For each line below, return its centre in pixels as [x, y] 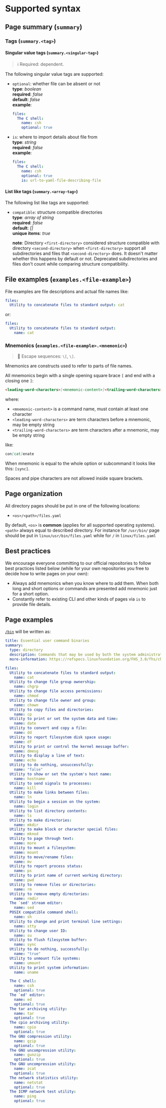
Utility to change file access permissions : [56, 691]
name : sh [23, 917]
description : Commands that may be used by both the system [73, 655]
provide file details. [32, 604]
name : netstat [28, 1082]
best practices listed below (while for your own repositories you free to [77, 568]
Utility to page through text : [42, 839]
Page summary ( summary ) [44, 27]
